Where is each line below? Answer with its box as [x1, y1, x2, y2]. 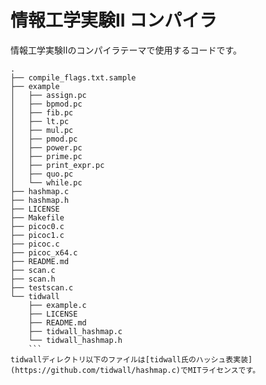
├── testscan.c [10, 282, 74, 293]
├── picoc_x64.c [10, 247, 78, 258]
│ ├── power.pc [10, 142, 83, 153]
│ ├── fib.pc [10, 107, 74, 118]
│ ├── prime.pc [10, 151, 83, 161]
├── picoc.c [10, 239, 60, 249]
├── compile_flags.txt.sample [10, 72, 137, 83]
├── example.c [28, 300, 87, 310]
